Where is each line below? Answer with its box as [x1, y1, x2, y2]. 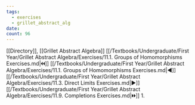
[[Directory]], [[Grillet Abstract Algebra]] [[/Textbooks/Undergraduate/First [6, 47, 190, 54]
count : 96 [6, 31, 31, 37]
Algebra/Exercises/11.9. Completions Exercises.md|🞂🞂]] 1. [6, 92, 145, 99]
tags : [6, 8, 20, 15]
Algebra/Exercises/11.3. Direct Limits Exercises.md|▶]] [6, 79, 140, 87]
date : [6, 25, 20, 32]
